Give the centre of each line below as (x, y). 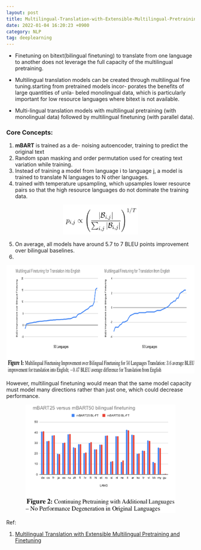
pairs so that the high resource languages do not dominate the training (102, 190)
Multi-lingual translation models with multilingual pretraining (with (95, 111)
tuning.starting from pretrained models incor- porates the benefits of (99, 86)
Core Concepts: (30, 133)
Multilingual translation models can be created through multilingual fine (102, 80)
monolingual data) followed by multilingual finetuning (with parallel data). (104, 117)
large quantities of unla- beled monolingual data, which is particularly (100, 93)
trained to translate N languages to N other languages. (82, 177)
